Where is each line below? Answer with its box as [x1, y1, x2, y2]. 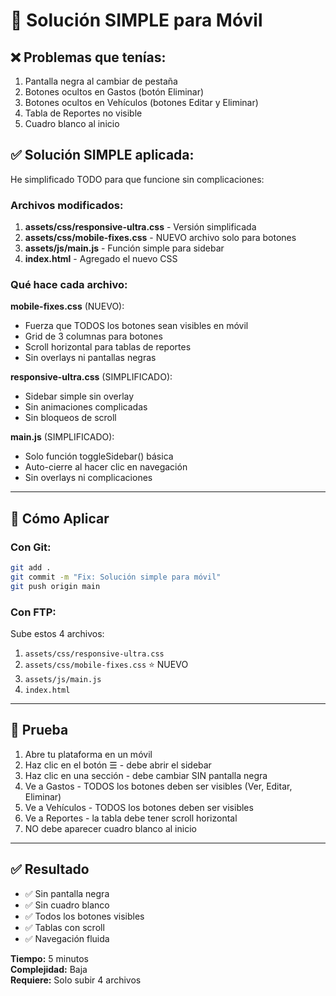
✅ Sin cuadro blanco [24, 899, 110, 911]
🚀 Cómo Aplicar [10, 510, 110, 527]
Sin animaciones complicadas [24, 401, 148, 413]
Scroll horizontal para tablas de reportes [24, 341, 192, 353]
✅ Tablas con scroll [24, 921, 105, 933]
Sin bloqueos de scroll [24, 412, 117, 424]
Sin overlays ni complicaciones [24, 472, 153, 484]
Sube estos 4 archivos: [10, 628, 105, 640]
